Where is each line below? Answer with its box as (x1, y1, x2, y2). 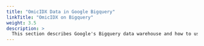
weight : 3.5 (6, 20, 36, 26)
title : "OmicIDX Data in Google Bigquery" (6, 8, 115, 15)
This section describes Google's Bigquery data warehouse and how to (12, 31, 191, 37)
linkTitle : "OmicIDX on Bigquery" (6, 14, 94, 20)
